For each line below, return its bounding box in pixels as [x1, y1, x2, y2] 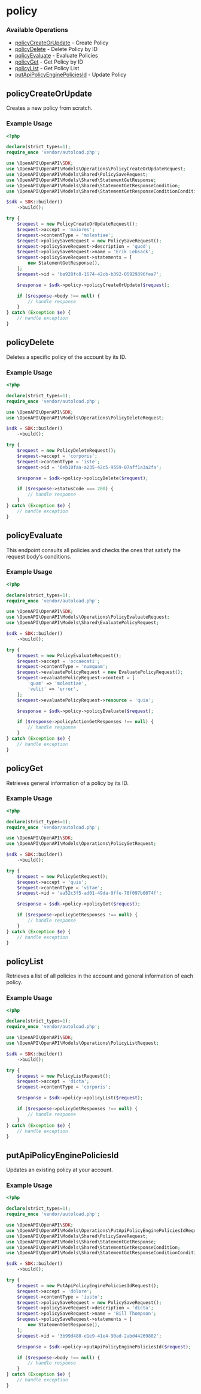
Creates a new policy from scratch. [6, 104, 93, 112]
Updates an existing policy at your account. [6, 1166, 114, 1174]
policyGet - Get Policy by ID [14, 58, 84, 65]
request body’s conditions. [6, 553, 72, 560]
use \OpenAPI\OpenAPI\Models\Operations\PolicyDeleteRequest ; [6, 415, 165, 421]
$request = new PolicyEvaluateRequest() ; [17, 652, 121, 658]
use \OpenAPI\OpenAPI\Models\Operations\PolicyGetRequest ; [6, 841, 157, 847]
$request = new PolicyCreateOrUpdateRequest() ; [17, 221, 138, 227]
